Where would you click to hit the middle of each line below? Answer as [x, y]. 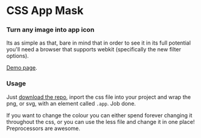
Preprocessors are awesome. [44, 128]
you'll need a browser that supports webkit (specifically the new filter [94, 49]
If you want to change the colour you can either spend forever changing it [99, 115]
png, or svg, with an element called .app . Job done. [71, 103]
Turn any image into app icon [51, 30]
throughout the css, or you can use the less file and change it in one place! [100, 122]
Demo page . [22, 68]
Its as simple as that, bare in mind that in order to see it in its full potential [99, 43]
